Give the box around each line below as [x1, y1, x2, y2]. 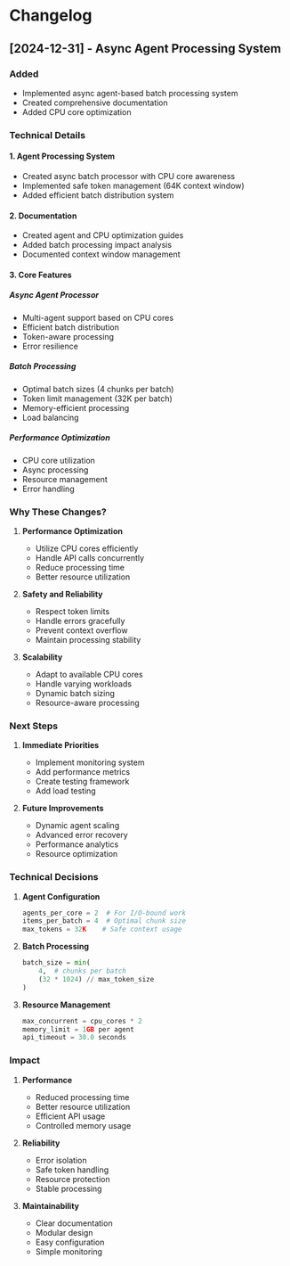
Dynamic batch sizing [35, 688, 116, 698]
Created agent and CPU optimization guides [21, 230, 184, 241]
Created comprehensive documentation [21, 97, 169, 108]
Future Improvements [21, 803, 104, 814]
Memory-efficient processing [21, 402, 130, 413]
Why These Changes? [9, 506, 107, 518]
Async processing [21, 464, 89, 475]
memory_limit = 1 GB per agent [21, 1024, 135, 1034]
